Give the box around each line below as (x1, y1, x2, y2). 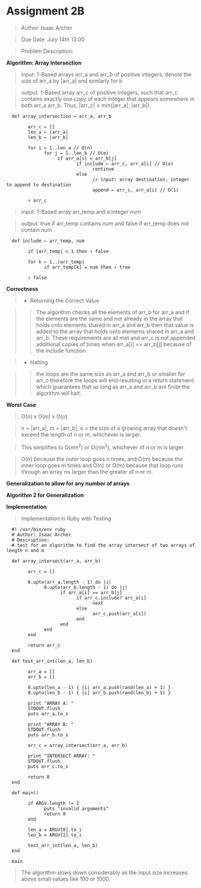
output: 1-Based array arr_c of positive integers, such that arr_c (20, 88, 178, 96)
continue (92, 166, 114, 172)
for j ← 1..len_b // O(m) (44, 150, 110, 156)
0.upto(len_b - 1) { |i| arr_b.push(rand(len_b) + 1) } (28, 689, 171, 696)
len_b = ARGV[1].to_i (28, 832, 82, 838)
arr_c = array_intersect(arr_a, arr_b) (28, 742, 128, 748)
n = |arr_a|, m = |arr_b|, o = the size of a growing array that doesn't (20, 424, 188, 432)
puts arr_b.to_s (28, 731, 69, 738)
